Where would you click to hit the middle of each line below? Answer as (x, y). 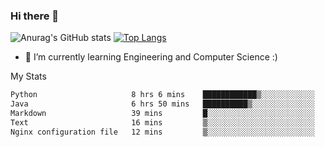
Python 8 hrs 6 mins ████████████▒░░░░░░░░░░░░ (162, 95)
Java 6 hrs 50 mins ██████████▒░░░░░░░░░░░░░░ (162, 104)
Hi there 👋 (35, 16)
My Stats (28, 76)
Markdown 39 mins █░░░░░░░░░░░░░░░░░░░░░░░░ (162, 114)
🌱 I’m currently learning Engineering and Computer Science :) (151, 57)
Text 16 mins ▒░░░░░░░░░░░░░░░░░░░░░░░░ (162, 122)
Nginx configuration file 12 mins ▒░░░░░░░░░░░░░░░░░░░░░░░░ (162, 132)
